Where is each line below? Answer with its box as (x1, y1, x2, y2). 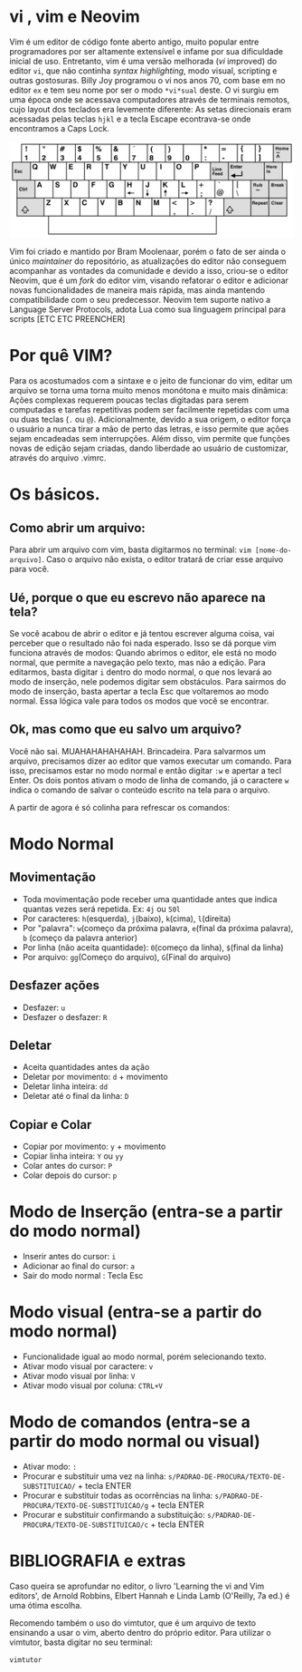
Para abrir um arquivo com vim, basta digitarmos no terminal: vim (9, 544, 251, 555)
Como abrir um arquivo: (9, 520, 146, 536)
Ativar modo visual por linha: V (22, 1371, 136, 1382)
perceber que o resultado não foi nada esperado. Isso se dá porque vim (9, 637, 278, 648)
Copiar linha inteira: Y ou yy (22, 1151, 124, 1162)
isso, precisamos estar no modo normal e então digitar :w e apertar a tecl (9, 764, 282, 776)
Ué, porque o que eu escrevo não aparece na (9, 589, 266, 605)
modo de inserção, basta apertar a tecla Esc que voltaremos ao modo (9, 686, 269, 696)
